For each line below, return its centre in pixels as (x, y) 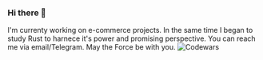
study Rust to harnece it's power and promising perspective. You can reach (132, 38)
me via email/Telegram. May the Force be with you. (92, 47)
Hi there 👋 (27, 13)
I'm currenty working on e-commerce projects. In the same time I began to (130, 30)
